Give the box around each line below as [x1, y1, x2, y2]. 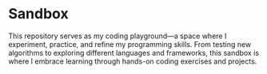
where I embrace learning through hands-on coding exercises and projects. [8, 56, 257, 66]
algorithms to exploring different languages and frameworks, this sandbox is [8, 48, 260, 57]
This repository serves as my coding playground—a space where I [8, 31, 227, 41]
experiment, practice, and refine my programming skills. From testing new [8, 39, 252, 49]
